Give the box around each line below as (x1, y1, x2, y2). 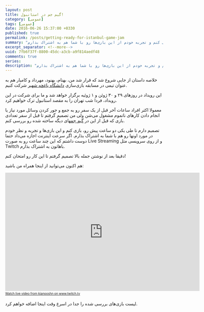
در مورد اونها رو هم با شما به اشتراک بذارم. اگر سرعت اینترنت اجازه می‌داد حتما (5, 133, 153, 139)
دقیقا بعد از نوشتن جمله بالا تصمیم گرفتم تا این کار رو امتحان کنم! (5, 153, 126, 159)
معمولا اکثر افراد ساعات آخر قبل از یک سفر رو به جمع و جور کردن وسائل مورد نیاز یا (5, 107, 162, 113)
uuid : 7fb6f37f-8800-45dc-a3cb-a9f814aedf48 (5, 49, 100, 54)
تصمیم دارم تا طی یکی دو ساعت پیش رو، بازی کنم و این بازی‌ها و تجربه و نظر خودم (5, 127, 159, 133)
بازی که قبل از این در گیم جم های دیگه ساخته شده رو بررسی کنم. (5, 118, 125, 124)
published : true (5, 31, 39, 36)
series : (5, 59, 22, 64)
